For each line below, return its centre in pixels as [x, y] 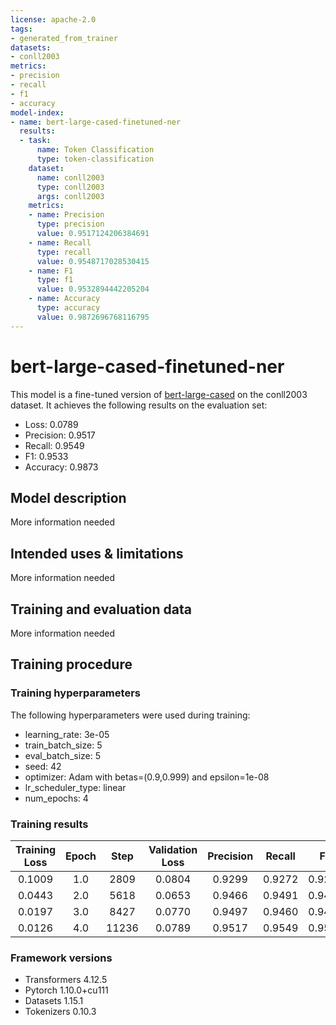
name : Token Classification [95, 150]
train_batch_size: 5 [63, 745]
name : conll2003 [70, 177]
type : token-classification [95, 159]
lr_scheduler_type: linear [75, 787]
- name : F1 [51, 271]
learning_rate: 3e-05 [67, 734]
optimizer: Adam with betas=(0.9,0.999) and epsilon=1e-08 [147, 777]
